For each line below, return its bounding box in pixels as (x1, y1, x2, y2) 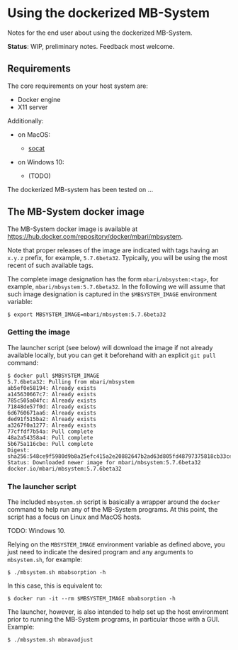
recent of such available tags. (7, 261, 94, 269)
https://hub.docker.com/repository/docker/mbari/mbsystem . (7, 232, 183, 240)
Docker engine (17, 95, 61, 103)
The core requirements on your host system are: (7, 82, 149, 90)
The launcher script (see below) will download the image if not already (7, 343, 213, 352)
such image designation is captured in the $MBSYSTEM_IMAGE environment (7, 289, 217, 298)
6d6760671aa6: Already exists (7, 409, 97, 416)
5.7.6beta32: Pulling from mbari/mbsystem (7, 378, 135, 386)
